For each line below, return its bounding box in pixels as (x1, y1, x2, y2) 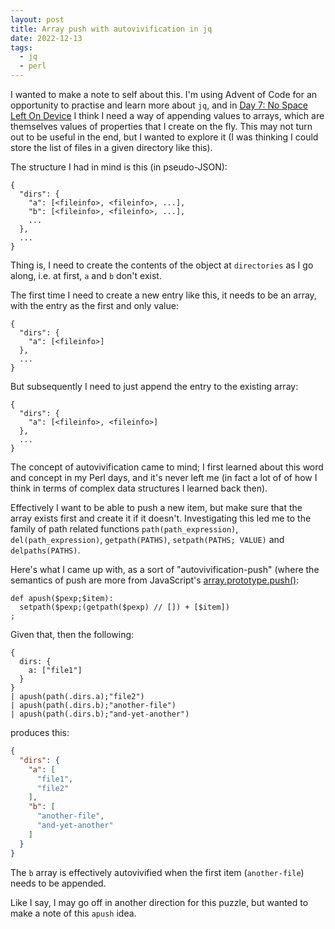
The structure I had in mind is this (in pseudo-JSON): (10, 161, 228, 173)
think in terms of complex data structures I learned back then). (10, 482, 268, 494)
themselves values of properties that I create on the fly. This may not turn (10, 121, 313, 132)
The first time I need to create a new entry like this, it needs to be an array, (10, 289, 317, 301)
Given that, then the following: (10, 629, 135, 640)
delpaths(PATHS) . (10, 544, 81, 556)
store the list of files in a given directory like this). (10, 142, 213, 153)
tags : (10, 42, 33, 53)
